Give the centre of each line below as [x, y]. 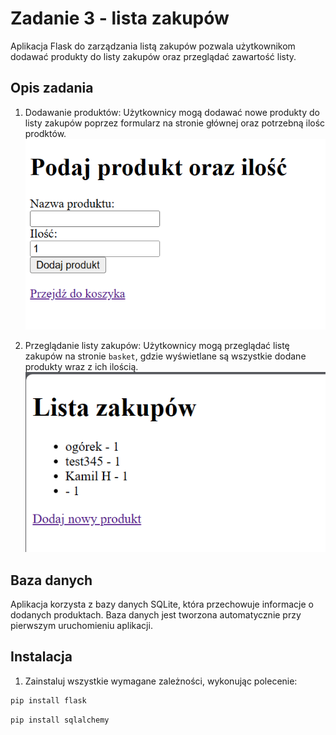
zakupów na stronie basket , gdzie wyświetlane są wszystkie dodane [165, 356]
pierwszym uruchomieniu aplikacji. [81, 626]
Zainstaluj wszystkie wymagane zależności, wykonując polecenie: [161, 681]
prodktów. [45, 133]
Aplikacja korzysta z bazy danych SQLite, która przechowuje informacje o [162, 604]
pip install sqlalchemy [60, 720]
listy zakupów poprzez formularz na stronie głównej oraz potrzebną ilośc [175, 123]
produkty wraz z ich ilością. [81, 367]
